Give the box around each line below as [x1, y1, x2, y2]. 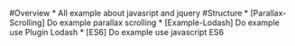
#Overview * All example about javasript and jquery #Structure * [9, 8, 249, 18]
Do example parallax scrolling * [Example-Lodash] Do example [46, 17, 280, 28]
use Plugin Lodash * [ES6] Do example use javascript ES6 [9, 27, 225, 37]
